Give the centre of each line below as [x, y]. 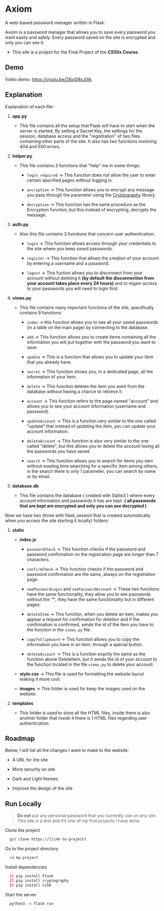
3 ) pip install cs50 [30, 885]
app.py [20, 116]
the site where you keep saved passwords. [70, 248]
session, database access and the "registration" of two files [80, 136]
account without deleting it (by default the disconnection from [90, 278]
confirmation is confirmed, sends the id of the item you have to [90, 625]
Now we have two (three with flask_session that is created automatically [78, 515]
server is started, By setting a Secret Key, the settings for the [81, 130]
